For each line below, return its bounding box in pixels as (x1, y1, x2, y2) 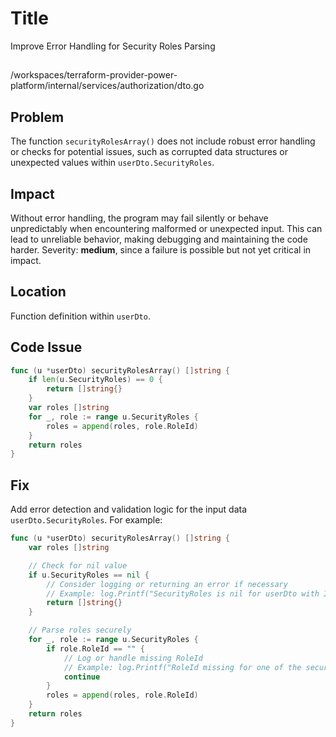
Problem (10, 108, 65, 126)
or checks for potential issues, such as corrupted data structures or (10, 146, 289, 158)
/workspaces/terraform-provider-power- (10, 69, 178, 81)
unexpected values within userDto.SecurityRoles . (10, 157, 215, 169)
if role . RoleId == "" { (46, 643, 145, 654)
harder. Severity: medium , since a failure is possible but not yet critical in (10, 243, 312, 256)
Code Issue (10, 339, 83, 356)
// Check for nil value (28, 560, 128, 571)
